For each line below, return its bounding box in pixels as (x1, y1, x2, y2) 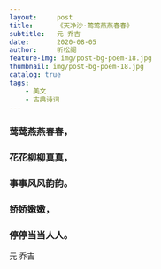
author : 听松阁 (9, 46, 77, 55)
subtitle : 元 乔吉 (9, 29, 81, 38)
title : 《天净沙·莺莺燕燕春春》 (9, 21, 134, 30)
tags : (9, 78, 29, 87)
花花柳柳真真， (9, 152, 73, 164)
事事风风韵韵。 (9, 177, 73, 190)
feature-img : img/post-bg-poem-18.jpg (9, 54, 152, 63)
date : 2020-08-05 (9, 37, 97, 47)
